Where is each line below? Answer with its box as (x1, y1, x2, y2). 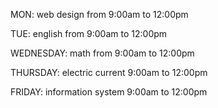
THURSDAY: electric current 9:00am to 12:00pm (10, 67, 208, 78)
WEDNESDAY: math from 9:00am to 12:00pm (10, 47, 195, 59)
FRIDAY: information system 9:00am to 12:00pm (10, 86, 208, 98)
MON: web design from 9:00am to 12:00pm (10, 9, 189, 20)
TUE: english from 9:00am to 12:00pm (10, 28, 168, 39)
